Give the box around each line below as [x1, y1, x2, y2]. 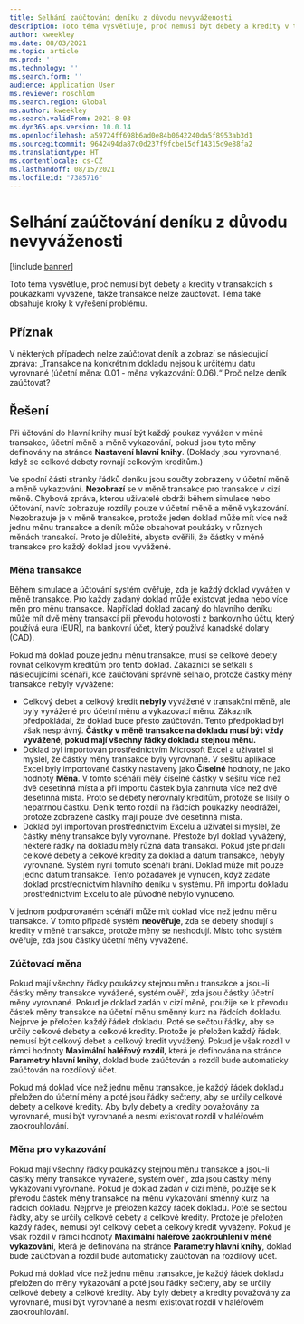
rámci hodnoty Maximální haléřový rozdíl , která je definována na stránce [9, 1045, 282, 1056]
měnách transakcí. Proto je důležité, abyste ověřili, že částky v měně [9, 531, 265, 542]
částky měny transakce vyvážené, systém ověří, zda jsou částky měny [9, 1173, 272, 1184]
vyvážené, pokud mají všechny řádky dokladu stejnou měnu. [22, 735, 256, 746]
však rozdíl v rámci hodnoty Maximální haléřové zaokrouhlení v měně [9, 1231, 273, 1242]
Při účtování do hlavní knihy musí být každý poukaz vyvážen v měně [9, 427, 264, 438]
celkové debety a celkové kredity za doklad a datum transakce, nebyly [22, 850, 285, 861]
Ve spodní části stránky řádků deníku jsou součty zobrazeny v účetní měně [9, 473, 290, 484]
